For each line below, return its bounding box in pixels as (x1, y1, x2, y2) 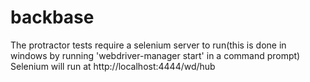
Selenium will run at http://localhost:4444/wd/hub (10, 60, 216, 72)
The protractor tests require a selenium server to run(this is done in (10, 39, 287, 51)
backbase (10, 6, 95, 29)
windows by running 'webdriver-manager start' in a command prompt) (10, 49, 301, 61)
